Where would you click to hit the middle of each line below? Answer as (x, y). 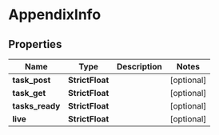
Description (139, 67)
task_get (29, 93)
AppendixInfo (55, 15)
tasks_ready (36, 106)
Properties (35, 44)
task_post (32, 80)
